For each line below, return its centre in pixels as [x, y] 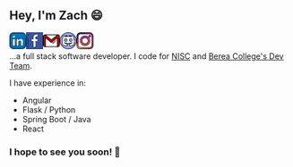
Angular [37, 100]
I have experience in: [48, 83]
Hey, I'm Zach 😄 [56, 16]
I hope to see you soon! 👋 [65, 152]
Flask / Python [49, 109]
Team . [21, 65]
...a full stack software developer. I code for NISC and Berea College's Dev [146, 56]
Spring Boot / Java [56, 119]
